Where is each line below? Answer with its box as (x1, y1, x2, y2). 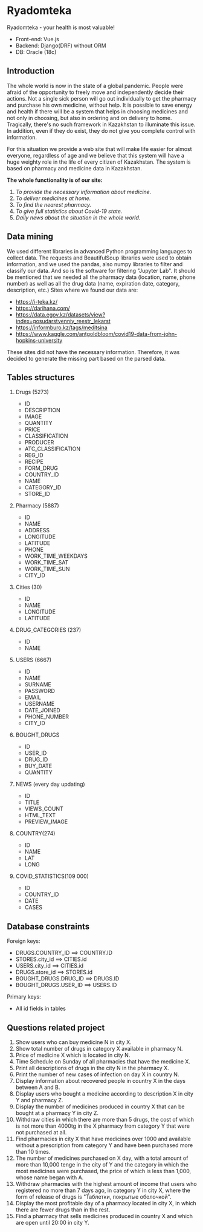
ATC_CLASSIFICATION (24, 445, 81, 452)
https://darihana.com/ (15, 304, 70, 312)
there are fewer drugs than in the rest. (15, 1206, 111, 1213)
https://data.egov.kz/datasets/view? (15, 310, 106, 318)
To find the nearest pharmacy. (15, 201, 92, 208)
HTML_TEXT (24, 812, 56, 819)
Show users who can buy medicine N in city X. (15, 1039, 132, 1046)
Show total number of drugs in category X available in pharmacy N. (15, 1045, 183, 1052)
